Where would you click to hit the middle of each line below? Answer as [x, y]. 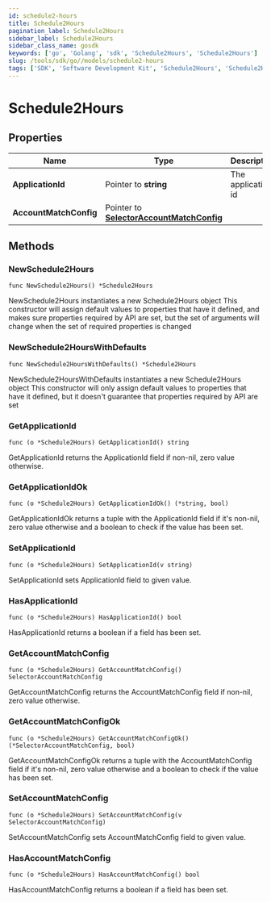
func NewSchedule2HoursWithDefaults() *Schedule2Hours [102, 364]
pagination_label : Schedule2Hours [67, 31]
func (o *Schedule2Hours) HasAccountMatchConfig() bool [104, 875]
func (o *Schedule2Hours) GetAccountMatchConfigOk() [99, 738]
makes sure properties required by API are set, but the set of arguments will [134, 318]
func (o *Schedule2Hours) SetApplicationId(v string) [101, 565]
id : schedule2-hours [43, 16]
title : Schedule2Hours [46, 23]
